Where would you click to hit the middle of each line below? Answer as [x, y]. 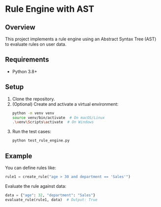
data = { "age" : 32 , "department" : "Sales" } [50, 195]
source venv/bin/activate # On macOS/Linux [58, 118]
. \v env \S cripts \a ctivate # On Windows [53, 122]
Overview [20, 27]
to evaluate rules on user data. [36, 44]
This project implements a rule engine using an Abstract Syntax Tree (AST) [81, 39]
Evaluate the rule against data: [36, 186]
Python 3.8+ [25, 71]
